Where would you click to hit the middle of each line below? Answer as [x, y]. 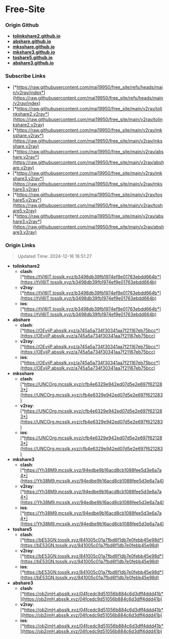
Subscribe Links [25, 76]
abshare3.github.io [33, 63]
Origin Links [20, 245]
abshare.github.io [32, 41]
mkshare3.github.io [34, 52]
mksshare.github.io [34, 47]
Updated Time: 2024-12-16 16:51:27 [55, 256]
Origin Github [22, 25]
